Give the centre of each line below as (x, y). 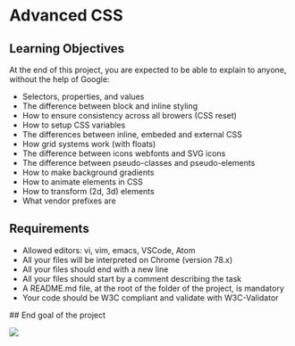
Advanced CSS (66, 16)
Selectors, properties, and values (83, 96)
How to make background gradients (88, 172)
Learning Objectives (67, 49)
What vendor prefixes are (69, 201)
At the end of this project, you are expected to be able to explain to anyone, (148, 70)
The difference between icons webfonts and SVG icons (124, 153)
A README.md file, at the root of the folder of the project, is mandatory (153, 288)
